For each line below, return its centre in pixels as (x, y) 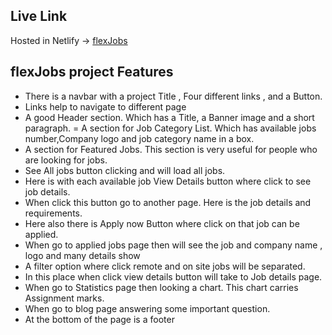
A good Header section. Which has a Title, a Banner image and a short (169, 117)
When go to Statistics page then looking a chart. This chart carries (161, 287)
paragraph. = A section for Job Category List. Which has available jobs (170, 128)
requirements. (53, 213)
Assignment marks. (64, 298)
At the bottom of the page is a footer (99, 319)
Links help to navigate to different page (105, 106)
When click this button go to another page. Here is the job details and (168, 202)
